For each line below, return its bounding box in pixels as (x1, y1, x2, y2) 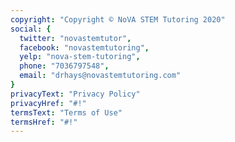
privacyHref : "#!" (10, 98, 87, 108)
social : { (10, 24, 52, 34)
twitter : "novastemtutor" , (19, 33, 132, 43)
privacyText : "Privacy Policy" (10, 89, 141, 99)
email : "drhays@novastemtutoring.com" (19, 71, 182, 81)
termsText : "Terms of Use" (10, 107, 123, 118)
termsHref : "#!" (10, 117, 78, 127)
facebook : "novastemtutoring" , (19, 42, 150, 53)
